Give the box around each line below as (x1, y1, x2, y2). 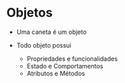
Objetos (6, 5, 53, 21)
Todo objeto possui (16, 41, 72, 49)
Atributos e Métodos (26, 69, 86, 77)
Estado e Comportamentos (26, 62, 104, 70)
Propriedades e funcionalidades (26, 54, 118, 63)
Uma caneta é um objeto (16, 28, 87, 36)
